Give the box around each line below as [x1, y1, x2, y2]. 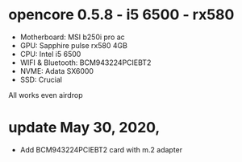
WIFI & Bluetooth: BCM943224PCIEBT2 [19, 58, 152, 67]
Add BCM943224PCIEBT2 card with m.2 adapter [19, 144, 183, 154]
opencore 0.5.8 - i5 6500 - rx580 [8, 6, 235, 24]
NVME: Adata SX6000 [19, 66, 94, 75]
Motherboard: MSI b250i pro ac [19, 32, 125, 42]
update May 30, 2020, [8, 119, 161, 137]
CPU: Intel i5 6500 [19, 49, 81, 59]
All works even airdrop [8, 90, 83, 99]
